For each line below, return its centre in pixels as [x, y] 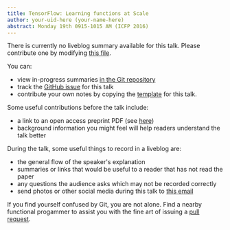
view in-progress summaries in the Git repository [86, 80]
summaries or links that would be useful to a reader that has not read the [120, 170]
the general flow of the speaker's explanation [81, 162]
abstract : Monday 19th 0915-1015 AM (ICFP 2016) [78, 26]
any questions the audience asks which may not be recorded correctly [117, 184]
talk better [32, 135]
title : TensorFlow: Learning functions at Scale [78, 13]
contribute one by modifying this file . [59, 53]
